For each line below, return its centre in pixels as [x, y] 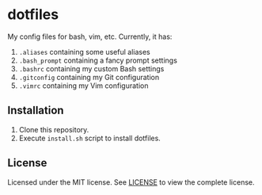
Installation [36, 111]
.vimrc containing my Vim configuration [84, 86]
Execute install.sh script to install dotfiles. [90, 138]
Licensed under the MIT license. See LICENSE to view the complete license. [131, 182]
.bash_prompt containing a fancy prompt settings [98, 60]
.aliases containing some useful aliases [85, 52]
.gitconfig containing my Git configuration [89, 77]
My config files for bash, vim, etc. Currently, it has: [90, 36]
